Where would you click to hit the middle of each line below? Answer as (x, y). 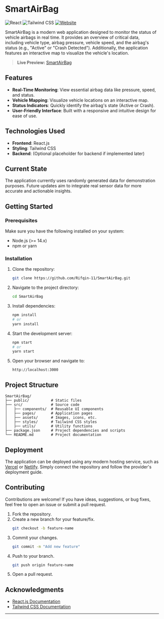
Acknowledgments (35, 590)
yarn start (23, 352)
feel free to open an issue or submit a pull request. (56, 504)
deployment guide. (24, 472)
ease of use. (25, 116)
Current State (26, 168)
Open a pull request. (33, 574)
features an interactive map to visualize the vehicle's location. (67, 53)
